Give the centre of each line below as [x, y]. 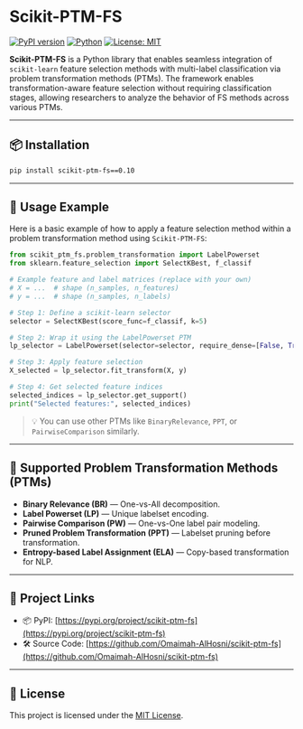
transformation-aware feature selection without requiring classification [141, 88]
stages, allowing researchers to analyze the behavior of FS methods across [149, 98]
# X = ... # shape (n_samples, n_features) [94, 288]
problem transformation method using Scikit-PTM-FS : [108, 238]
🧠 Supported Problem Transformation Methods [144, 468]
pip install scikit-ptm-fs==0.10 [72, 170]
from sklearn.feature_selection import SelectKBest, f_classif [131, 264]
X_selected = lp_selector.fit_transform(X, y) [98, 371]
